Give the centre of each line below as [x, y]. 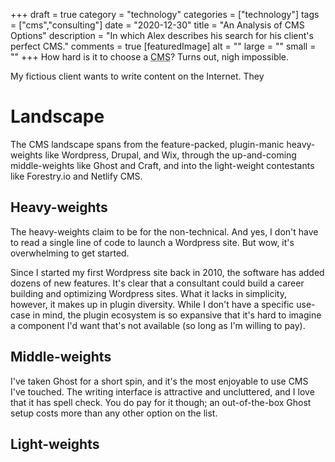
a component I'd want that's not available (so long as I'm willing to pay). [158, 325]
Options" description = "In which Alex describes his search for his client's [162, 35]
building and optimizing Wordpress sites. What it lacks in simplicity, [149, 293]
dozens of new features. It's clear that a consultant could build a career [157, 283]
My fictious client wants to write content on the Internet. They [137, 76]
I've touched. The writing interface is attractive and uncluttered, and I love [162, 391]
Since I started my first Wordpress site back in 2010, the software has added [167, 272]
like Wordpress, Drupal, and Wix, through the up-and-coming [170, 155]
